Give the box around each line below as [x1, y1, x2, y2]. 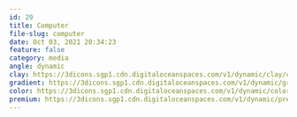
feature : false [9, 46, 65, 55]
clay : [9, 70, 29, 79]
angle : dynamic [9, 62, 65, 71]
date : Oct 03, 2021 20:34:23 [9, 37, 117, 47]
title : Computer [9, 21, 69, 30]
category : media [9, 54, 69, 62]
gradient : [9, 78, 46, 87]
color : [9, 86, 34, 95]
